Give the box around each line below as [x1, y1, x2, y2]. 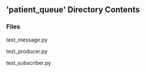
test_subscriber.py [6, 59, 52, 66]
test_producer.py [6, 48, 48, 55]
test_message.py [6, 36, 48, 43]
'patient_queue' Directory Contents [6, 5, 140, 15]
